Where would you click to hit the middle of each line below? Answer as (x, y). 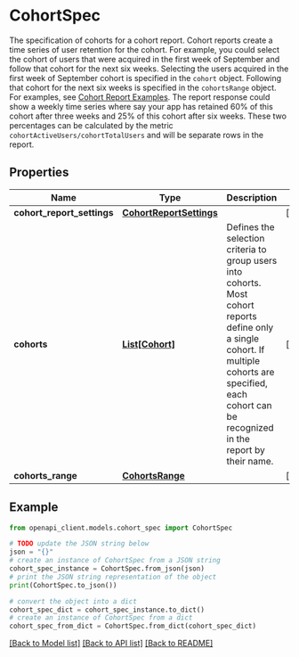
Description (252, 197)
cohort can (249, 405)
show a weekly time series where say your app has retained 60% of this (141, 106)
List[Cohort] (149, 344)
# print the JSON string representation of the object (113, 577)
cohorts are (251, 372)
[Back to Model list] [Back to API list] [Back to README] (111, 644)
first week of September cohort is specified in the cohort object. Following (145, 78)
